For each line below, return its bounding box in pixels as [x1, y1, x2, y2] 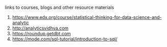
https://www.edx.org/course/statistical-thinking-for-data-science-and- [12, 14, 162, 20]
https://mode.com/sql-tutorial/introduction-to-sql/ [12, 36, 118, 42]
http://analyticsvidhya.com [12, 25, 69, 31]
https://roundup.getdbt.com [12, 31, 71, 36]
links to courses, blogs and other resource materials [5, 5, 114, 10]
